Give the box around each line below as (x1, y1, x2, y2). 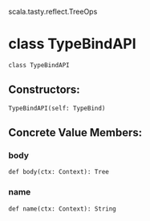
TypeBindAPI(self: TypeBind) (8, 104, 106, 112)
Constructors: (8, 83, 80, 97)
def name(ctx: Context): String (8, 204, 116, 213)
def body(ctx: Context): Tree (8, 168, 110, 176)
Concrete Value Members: (8, 126, 143, 139)
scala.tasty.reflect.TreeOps (8, 7, 98, 16)
